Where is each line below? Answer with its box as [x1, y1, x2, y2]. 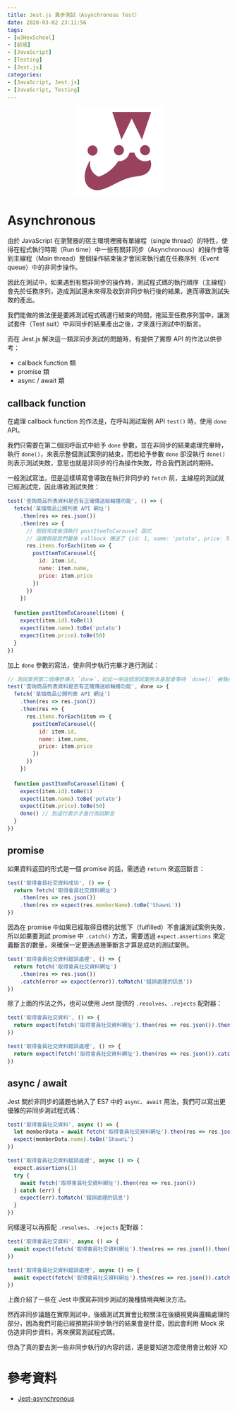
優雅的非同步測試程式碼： [7, 1105, 82, 1115]
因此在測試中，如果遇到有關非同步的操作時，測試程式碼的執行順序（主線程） [7, 278, 230, 287]
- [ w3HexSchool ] [7, 34, 55, 41]
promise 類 [17, 368, 49, 376]
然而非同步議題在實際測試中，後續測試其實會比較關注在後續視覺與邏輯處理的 [7, 1310, 230, 1319]
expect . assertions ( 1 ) [13, 1164, 78, 1171]
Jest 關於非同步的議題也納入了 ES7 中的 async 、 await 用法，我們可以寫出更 [7, 1097, 226, 1105]
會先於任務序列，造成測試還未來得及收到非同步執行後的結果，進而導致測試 [7, 287, 224, 295]
